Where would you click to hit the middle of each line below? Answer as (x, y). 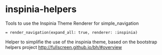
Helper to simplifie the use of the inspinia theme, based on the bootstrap (81, 42)
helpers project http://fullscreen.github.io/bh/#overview (64, 47)
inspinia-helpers (41, 9)
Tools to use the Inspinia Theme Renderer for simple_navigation (72, 23)
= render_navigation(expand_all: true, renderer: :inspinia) (72, 32)
